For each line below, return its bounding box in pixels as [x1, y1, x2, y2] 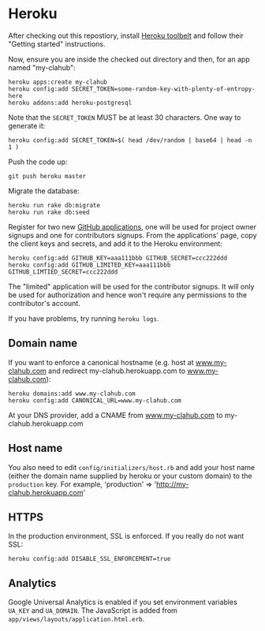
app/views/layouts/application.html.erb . [8, 614, 145, 624]
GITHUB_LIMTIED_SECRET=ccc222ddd [8, 267, 118, 276]
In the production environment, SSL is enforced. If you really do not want [8, 532, 244, 541]
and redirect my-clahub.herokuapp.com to [48, 366, 186, 375]
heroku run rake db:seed [8, 208, 90, 216]
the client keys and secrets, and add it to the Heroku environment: [8, 238, 222, 248]
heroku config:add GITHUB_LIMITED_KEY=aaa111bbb [8, 261, 171, 269]
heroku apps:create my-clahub [8, 78, 108, 86]
